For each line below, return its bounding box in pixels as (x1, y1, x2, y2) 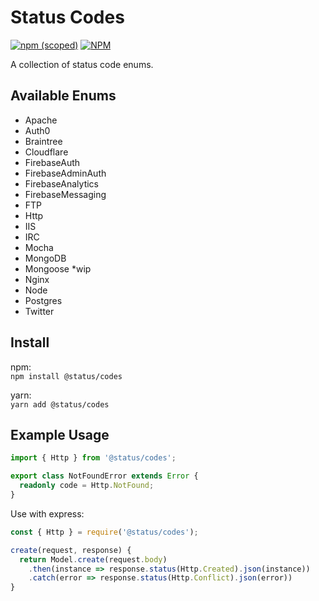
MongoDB (24, 252, 67, 264)
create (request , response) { (10, 545, 132, 555)
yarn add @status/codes (10, 399, 110, 410)
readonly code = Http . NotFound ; (19, 481, 155, 491)
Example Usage (10, 426, 110, 443)
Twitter (24, 305, 55, 317)
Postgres (24, 294, 63, 306)
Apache (24, 114, 58, 126)
